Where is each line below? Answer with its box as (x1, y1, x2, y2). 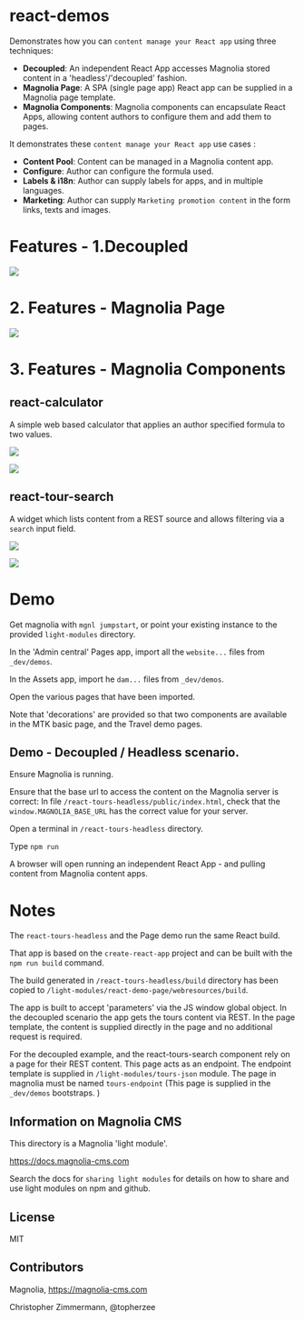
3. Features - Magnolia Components (9, 359, 286, 379)
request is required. (9, 1031, 83, 1042)
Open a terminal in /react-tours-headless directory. (9, 824, 204, 835)
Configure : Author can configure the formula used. (22, 165, 214, 176)
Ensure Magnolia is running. (9, 769, 113, 780)
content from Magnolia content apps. (9, 868, 148, 879)
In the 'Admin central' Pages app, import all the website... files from (9, 646, 265, 657)
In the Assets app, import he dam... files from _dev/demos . (9, 674, 225, 685)
